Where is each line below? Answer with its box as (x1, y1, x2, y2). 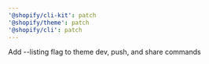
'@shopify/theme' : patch (8, 19, 90, 27)
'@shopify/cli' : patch (8, 26, 82, 34)
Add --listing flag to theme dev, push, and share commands (8, 48, 202, 57)
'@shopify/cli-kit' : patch (8, 11, 97, 20)
